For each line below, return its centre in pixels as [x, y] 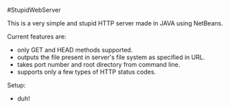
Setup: [16, 85]
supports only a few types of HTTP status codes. [87, 72]
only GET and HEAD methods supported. [75, 50]
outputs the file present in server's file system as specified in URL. [111, 57]
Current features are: [37, 36]
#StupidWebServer [34, 10]
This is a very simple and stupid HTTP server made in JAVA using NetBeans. [115, 23]
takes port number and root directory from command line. [99, 64]
